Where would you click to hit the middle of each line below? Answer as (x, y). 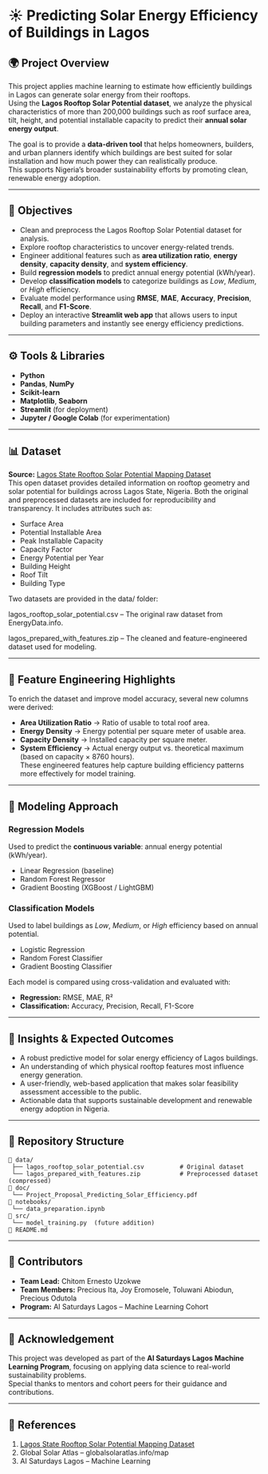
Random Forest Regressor (63, 878)
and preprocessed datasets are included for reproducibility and (112, 500)
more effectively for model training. (78, 774)
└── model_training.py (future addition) (83, 1223)
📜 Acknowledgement (61, 1339)
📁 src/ (19, 1216)
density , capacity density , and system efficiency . (104, 264)
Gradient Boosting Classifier (66, 966)
